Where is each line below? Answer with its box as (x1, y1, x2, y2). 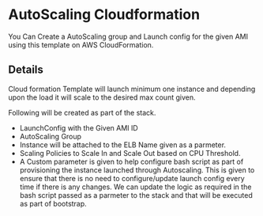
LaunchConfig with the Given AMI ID (19, 123, 138, 132)
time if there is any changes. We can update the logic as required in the (19, 182, 252, 191)
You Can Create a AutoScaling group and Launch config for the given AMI (8, 32, 249, 41)
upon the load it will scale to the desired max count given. (8, 93, 196, 102)
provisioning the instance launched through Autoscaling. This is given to (19, 165, 255, 175)
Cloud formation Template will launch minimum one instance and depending (8, 84, 256, 93)
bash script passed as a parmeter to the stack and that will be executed (19, 190, 253, 199)
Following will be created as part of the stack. (8, 108, 156, 117)
